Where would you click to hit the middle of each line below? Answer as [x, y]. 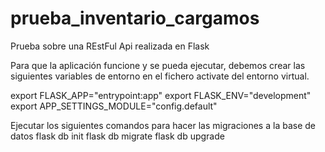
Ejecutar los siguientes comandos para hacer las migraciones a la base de [163, 125]
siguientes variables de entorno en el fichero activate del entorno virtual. [160, 76]
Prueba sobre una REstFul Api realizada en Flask [110, 46]
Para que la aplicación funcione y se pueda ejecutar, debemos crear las [158, 65]
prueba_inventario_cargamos [135, 18]
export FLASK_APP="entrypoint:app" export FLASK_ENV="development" [161, 95]
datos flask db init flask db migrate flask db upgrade [117, 136]
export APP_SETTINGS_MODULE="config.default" [114, 106]
